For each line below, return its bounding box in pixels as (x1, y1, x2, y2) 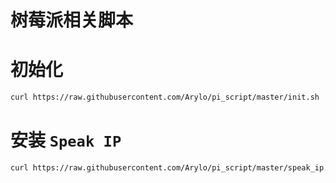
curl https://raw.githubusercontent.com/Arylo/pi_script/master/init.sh (10, 92, 320, 103)
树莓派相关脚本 (10, 9, 134, 32)
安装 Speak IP (10, 129, 122, 152)
